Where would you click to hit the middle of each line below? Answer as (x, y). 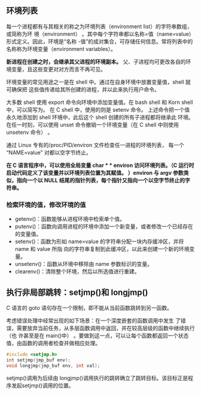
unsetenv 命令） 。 (30, 132)
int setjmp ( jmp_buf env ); (38, 360)
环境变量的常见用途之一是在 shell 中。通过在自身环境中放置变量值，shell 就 (99, 82)
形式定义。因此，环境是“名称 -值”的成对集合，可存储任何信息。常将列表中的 (100, 41)
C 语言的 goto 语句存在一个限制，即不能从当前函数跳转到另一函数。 (89, 307)
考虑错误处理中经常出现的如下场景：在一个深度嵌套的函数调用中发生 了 (93, 321)
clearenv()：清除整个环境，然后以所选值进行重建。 (77, 271)
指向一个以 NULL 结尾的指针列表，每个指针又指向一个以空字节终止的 (101, 180)
